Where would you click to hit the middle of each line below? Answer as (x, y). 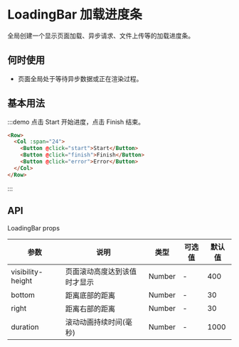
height (22, 280)
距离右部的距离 (90, 309)
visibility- (27, 272)
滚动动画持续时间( (95, 322)
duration (25, 326)
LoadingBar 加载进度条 (75, 15)
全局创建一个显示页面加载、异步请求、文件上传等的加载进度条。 (101, 36)
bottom (23, 294)
